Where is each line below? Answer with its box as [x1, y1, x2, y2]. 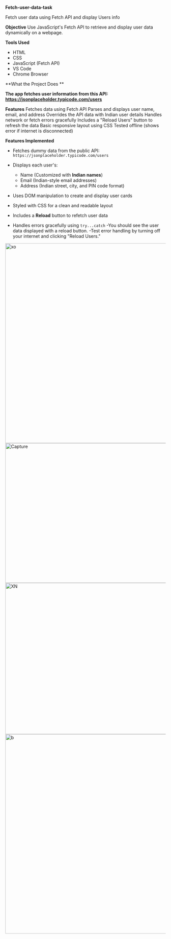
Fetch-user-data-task [5, 5, 52, 10]
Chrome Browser [12, 71, 48, 77]
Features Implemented [5, 138, 54, 143]
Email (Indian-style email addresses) [20, 177, 97, 183]
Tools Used [5, 39, 30, 45]
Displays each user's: [12, 162, 58, 168]
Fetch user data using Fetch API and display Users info [5, 14, 120, 20]
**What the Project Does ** [5, 81, 64, 87]
